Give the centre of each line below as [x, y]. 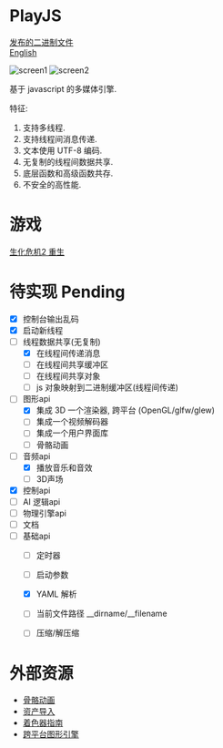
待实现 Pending [67, 292]
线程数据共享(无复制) [61, 342]
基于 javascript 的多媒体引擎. [63, 88]
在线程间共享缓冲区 [72, 364]
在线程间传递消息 [68, 353]
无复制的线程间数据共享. [68, 161]
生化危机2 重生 [37, 251]
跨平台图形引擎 [51, 734]
